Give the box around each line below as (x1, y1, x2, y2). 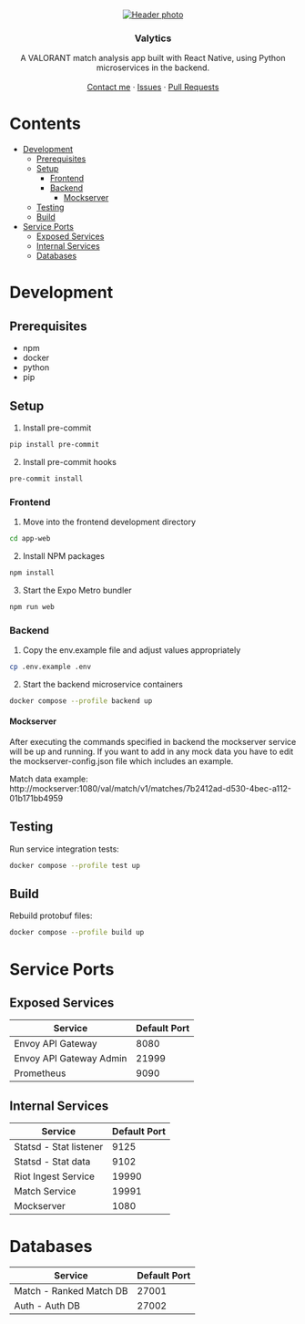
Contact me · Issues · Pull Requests (86, 82, 219, 93)
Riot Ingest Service (14, 1170, 96, 1183)
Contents (9, 114, 82, 134)
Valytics (134, 32, 172, 45)
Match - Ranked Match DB (14, 1285, 129, 1298)
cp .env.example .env (9, 662, 92, 672)
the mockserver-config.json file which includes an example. (9, 755, 234, 766)
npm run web (9, 602, 55, 611)
